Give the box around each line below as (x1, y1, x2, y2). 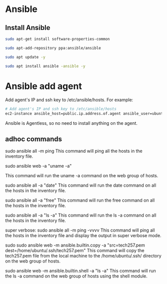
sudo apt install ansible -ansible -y (5, 63, 85, 68)
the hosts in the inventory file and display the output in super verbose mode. (5, 233, 162, 238)
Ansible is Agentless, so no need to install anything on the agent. (5, 120, 138, 126)
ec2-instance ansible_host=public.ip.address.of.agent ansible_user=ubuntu (5, 111, 166, 116)
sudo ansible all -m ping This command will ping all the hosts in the (5, 148, 143, 154)
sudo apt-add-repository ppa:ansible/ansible (5, 45, 101, 50)
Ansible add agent (5, 80, 82, 92)
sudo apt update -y (5, 54, 46, 59)
